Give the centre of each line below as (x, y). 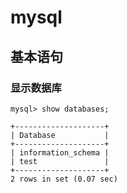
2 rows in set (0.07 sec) (64, 179)
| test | (60, 161)
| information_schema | (60, 152)
